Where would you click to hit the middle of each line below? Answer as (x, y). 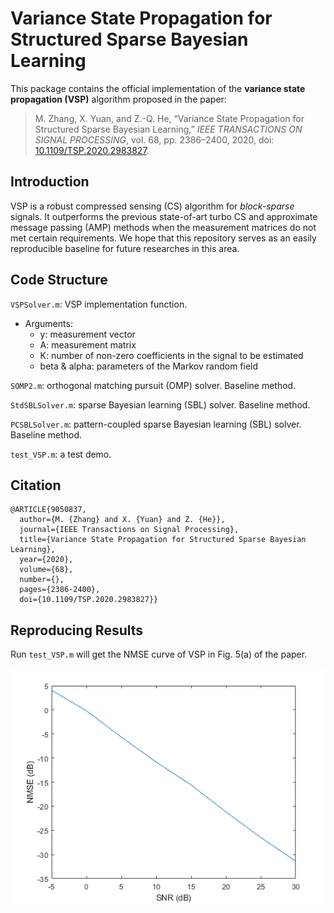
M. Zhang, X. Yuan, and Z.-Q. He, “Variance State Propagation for (169, 118)
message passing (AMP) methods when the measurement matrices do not (163, 227)
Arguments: (48, 323)
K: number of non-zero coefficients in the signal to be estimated (171, 355)
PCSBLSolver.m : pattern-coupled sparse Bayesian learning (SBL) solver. (156, 424)
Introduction (50, 182)
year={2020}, (46, 560)
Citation (36, 485)
